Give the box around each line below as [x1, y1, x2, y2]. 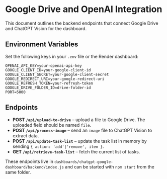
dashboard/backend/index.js [5, 164, 64, 169]
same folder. [5, 169, 31, 175]
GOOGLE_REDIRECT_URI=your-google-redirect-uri [5, 76, 105, 81]
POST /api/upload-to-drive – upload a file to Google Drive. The [12, 117, 145, 123]
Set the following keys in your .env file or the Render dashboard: [5, 53, 138, 59]
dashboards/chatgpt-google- [54, 159, 113, 164]
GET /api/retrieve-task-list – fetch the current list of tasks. [12, 148, 140, 154]
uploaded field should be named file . [12, 122, 92, 128]
